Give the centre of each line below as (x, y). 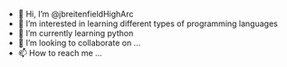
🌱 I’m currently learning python (76, 33)
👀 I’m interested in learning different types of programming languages (148, 24)
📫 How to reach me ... (60, 53)
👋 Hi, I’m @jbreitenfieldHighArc (76, 14)
